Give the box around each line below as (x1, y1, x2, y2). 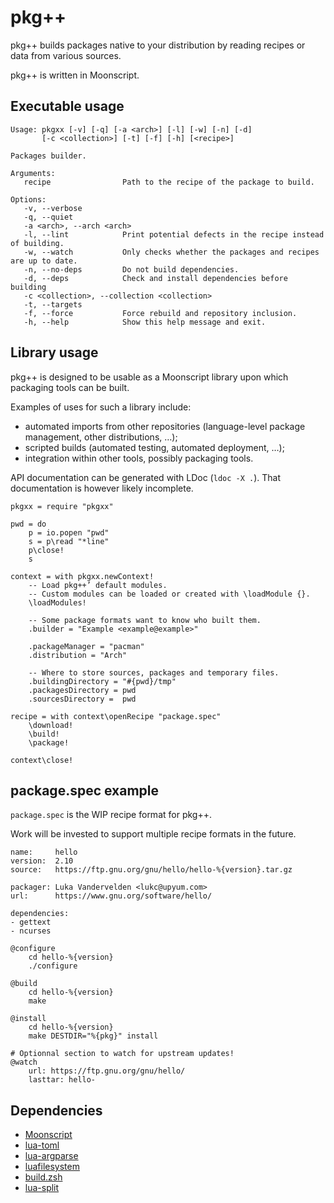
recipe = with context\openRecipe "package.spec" (10, 711, 222, 721)
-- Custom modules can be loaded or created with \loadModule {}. (28, 589, 311, 599)
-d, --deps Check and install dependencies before (23, 273, 288, 283)
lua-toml (24, 1139, 60, 1151)
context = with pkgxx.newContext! (10, 571, 155, 581)
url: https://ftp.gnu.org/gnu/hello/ (28, 1066, 186, 1076)
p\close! (28, 545, 65, 555)
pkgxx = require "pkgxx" (10, 501, 114, 511)
